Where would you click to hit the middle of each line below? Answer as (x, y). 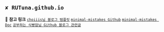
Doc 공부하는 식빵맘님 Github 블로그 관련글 (43, 25)
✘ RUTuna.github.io (34, 8)
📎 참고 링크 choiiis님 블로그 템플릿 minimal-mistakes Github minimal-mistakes (81, 19)
